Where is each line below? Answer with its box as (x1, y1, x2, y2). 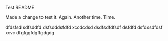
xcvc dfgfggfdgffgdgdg (5, 30, 55, 35)
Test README (5, 5, 35, 10)
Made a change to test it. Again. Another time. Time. (5, 14, 115, 20)
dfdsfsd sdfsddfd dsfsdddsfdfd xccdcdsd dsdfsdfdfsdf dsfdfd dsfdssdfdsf (5, 24, 163, 30)
